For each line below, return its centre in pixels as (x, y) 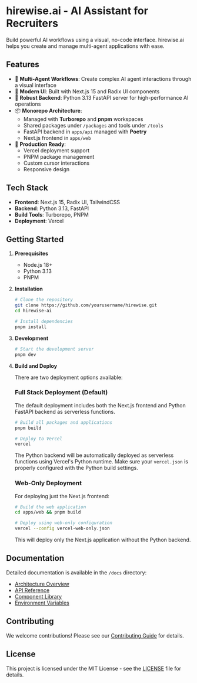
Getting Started (35, 239)
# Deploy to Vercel (39, 439)
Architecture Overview (42, 584)
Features (23, 65)
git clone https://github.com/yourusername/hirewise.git (86, 305)
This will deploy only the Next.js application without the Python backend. (103, 540)
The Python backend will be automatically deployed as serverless (94, 455)
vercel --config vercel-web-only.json (62, 529)
